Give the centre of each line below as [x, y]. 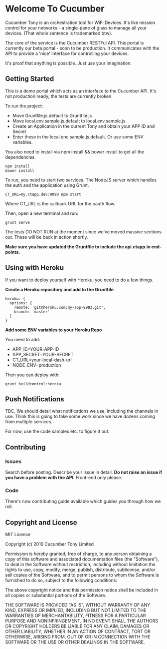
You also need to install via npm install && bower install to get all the [75, 152]
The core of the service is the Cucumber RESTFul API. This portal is [75, 42]
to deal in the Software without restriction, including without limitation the [80, 565]
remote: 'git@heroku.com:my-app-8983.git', [60, 307]
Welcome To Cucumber [55, 9]
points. [13, 252]
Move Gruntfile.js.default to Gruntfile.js [52, 115]
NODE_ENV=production [37, 365]
